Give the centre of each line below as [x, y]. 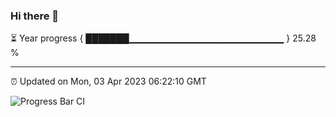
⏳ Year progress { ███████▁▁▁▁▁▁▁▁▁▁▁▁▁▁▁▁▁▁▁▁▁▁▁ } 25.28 [163, 38]
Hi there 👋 [35, 16]
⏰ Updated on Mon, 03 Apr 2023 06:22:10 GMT [108, 81]
